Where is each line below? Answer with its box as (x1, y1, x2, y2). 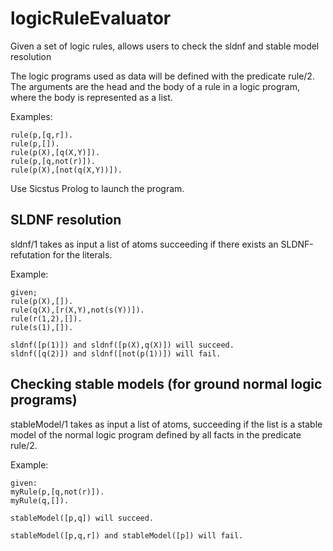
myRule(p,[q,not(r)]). (10, 487, 105, 497)
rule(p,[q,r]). (10, 130, 74, 140)
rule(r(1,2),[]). (10, 313, 83, 324)
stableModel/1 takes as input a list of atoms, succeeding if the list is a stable (10, 418, 323, 430)
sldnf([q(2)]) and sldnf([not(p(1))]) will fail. (10, 348, 222, 359)
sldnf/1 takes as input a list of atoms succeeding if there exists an (10, 238, 279, 250)
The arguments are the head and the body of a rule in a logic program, (10, 80, 301, 92)
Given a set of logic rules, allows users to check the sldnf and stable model (10, 40, 320, 52)
